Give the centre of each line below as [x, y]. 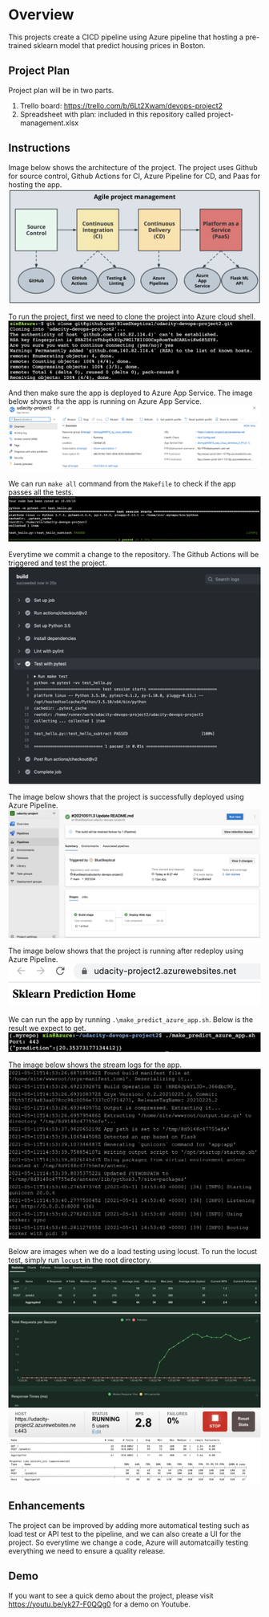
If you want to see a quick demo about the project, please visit [111, 1595]
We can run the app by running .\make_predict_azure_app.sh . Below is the [131, 1019]
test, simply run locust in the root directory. [80, 1260]
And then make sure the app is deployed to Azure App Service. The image [130, 393]
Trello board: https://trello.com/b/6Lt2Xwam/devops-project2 [121, 105]
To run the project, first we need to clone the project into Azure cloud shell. [132, 317]
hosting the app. [35, 184]
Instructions [39, 148]
